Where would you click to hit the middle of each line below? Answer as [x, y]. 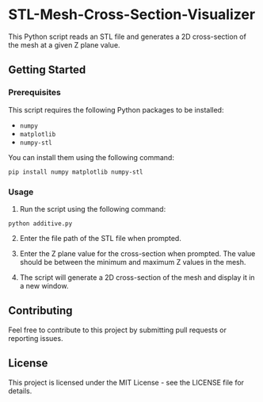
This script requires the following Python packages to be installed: [116, 109]
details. [20, 391]
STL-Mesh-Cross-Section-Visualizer [132, 15]
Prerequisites [34, 93]
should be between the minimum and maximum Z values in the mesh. [133, 262]
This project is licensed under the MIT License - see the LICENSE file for [126, 382]
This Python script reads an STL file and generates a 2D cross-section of [128, 36]
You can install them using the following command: [91, 157]
